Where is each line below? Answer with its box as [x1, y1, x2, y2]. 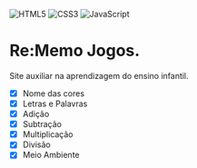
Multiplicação [22, 129, 74, 140]
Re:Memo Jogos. [9, 41, 141, 61]
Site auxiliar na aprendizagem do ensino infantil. [9, 70, 189, 81]
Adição [22, 109, 50, 120]
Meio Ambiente [22, 150, 80, 161]
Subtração [22, 119, 62, 130]
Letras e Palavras [22, 98, 88, 109]
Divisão [22, 139, 52, 150]
